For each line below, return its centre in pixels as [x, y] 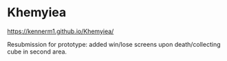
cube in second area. [37, 52]
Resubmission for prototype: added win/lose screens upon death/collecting [114, 44]
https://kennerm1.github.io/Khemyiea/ [61, 31]
